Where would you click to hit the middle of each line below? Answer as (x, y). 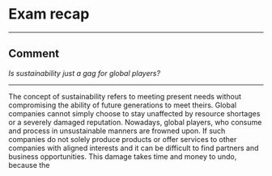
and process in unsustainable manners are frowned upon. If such (117, 131)
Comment (34, 54)
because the (29, 165)
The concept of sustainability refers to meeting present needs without (125, 96)
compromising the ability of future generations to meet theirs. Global (123, 105)
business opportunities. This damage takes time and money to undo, (123, 156)
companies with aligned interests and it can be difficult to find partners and (134, 148)
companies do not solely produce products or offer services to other (123, 139)
